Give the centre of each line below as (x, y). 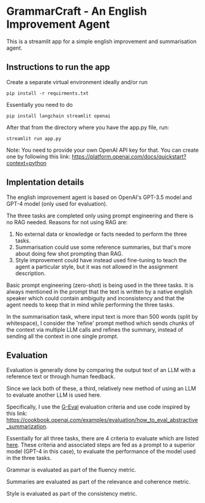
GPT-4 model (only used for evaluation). (57, 203)
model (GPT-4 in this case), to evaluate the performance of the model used (101, 451)
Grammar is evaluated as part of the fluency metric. (71, 470)
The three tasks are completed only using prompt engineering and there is (100, 216)
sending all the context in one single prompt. (62, 336)
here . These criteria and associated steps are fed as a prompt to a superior (101, 445)
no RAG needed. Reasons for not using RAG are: (67, 222)
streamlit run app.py (34, 138)
